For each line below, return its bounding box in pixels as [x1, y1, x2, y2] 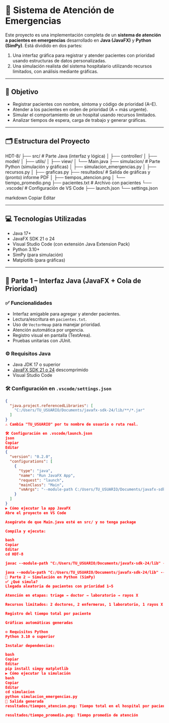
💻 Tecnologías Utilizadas [5, 214, 87, 223]
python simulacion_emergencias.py [5, 694, 78, 699]
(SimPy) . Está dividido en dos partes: [5, 42, 82, 48]
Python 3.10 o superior [5, 634, 55, 639]
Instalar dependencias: [5, 643, 55, 648]
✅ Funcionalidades [5, 299, 52, 306]
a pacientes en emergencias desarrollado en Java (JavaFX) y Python [5, 37, 151, 43]
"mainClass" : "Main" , [18, 483, 64, 488]
